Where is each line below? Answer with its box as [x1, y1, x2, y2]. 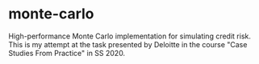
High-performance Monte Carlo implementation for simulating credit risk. [8, 31, 252, 41]
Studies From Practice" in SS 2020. [8, 48, 126, 58]
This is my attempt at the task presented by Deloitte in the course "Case [8, 39, 248, 49]
